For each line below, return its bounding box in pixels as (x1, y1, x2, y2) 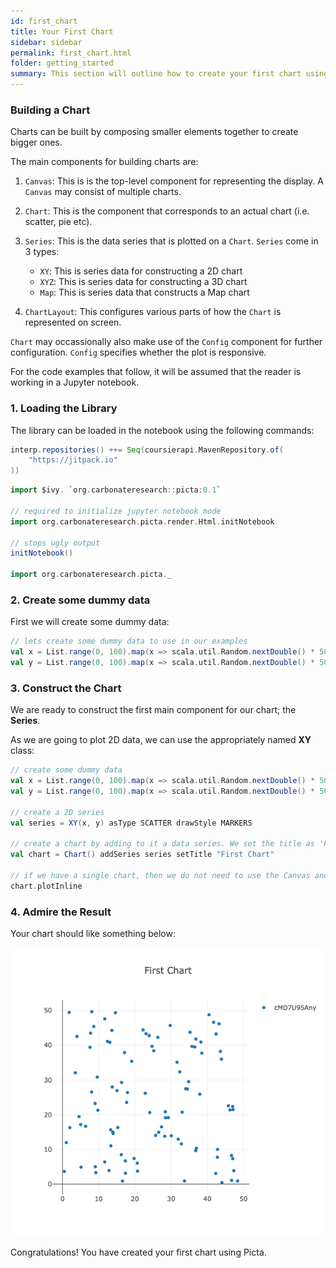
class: (10, 745, 35, 757)
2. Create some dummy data (10, 593, 151, 607)
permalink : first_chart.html (10, 48, 132, 58)
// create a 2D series (10, 807, 105, 817)
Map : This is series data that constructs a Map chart (39, 286, 250, 299)
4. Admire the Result (10, 905, 112, 919)
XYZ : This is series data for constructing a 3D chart (39, 276, 248, 288)
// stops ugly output (10, 538, 101, 548)
